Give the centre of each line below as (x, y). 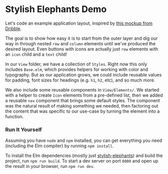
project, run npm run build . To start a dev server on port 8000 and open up (82, 161)
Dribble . (13, 28)
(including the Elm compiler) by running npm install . (59, 146)
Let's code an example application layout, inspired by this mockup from (79, 23)
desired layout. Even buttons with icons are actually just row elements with (82, 49)
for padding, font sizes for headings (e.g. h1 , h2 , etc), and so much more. (80, 80)
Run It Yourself (24, 129)
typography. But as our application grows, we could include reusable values (83, 74)
